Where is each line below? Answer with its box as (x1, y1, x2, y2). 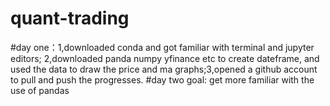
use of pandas (10, 84, 70, 96)
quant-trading (10, 7, 130, 30)
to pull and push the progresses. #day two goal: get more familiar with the (10, 73, 315, 86)
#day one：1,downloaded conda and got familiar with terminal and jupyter (10, 41, 315, 53)
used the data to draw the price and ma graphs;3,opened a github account (10, 63, 318, 75)
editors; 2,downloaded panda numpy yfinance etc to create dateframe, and (10, 52, 320, 64)
